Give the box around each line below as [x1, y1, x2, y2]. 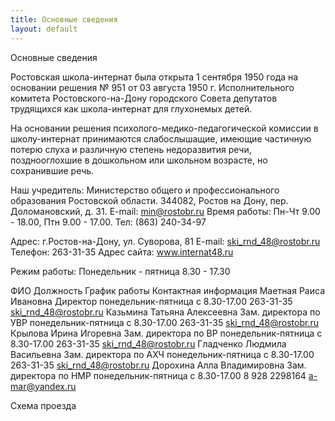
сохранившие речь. [10, 164, 95, 176]
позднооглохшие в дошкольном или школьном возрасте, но [10, 154, 268, 166]
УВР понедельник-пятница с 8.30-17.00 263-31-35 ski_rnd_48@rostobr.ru [10, 316, 319, 328]
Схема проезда [10, 399, 77, 411]
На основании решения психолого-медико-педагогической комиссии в [10, 122, 319, 134]
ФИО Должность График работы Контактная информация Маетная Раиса [10, 284, 326, 296]
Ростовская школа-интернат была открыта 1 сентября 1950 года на [10, 71, 299, 83]
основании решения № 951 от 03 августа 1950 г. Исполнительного [10, 81, 295, 93]
